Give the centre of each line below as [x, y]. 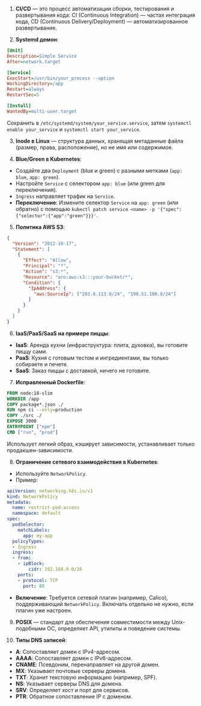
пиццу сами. [31, 351]
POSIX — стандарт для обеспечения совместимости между [93, 622]
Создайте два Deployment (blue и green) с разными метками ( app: [99, 170]
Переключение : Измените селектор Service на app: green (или [97, 202]
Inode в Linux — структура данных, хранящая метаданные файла [99, 141]
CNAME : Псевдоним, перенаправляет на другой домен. [87, 665]
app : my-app [37, 536]
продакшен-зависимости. [40, 450]
